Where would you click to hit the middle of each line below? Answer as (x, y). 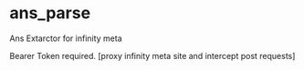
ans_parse (50, 13)
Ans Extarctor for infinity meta (66, 38)
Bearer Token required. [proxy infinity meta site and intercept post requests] (152, 55)
